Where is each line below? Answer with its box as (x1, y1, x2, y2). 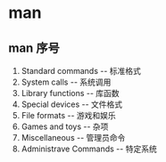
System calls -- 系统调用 (21, 77, 112, 87)
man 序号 (8, 40, 60, 55)
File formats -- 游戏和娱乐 (21, 110, 117, 120)
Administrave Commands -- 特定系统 (21, 143, 157, 154)
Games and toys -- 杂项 (21, 121, 109, 132)
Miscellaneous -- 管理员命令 (21, 133, 126, 142)
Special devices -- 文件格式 (21, 99, 123, 109)
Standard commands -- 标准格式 (21, 66, 142, 76)
